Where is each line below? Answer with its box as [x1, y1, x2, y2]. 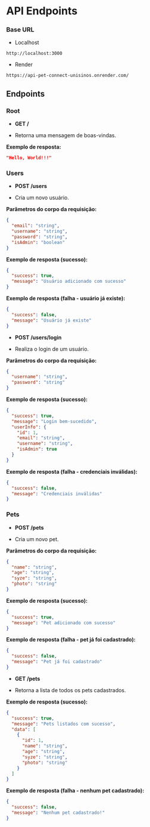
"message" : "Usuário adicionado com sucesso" [11, 279, 127, 285]
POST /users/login [14, 334, 62, 341]
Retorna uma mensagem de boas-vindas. [14, 132, 117, 139]
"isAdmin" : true [17, 446, 58, 452]
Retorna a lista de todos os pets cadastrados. [14, 686, 126, 693]
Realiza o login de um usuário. [14, 345, 89, 353]
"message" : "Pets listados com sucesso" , [11, 721, 116, 727]
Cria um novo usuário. [14, 194, 70, 201]
